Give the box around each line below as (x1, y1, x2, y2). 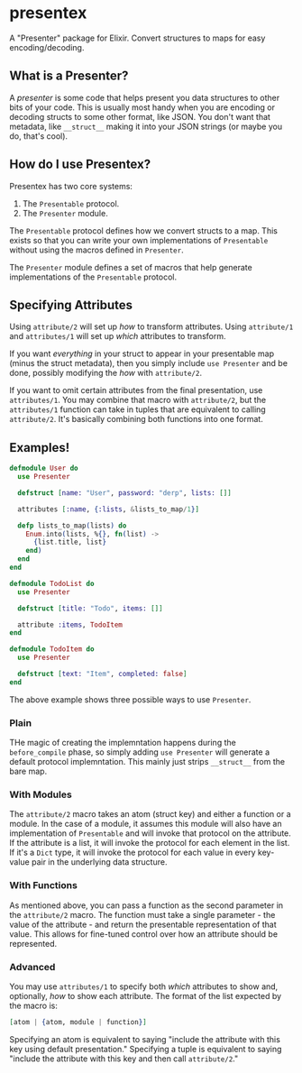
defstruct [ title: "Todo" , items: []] (17, 603, 164, 613)
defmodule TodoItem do (9, 645, 95, 654)
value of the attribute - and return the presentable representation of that (9, 919, 277, 930)
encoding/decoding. (9, 41, 85, 52)
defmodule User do (9, 463, 78, 473)
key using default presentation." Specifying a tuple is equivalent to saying (9, 1043, 282, 1054)
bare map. (9, 766, 48, 777)
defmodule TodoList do (9, 579, 95, 588)
